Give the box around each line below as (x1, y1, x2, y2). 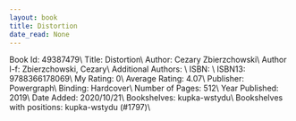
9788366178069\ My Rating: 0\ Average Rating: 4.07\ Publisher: (9, 73, 244, 84)
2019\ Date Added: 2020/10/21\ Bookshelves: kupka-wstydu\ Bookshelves (9, 92, 283, 103)
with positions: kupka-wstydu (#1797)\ (9, 102, 150, 113)
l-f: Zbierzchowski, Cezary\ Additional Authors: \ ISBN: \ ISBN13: (9, 64, 246, 74)
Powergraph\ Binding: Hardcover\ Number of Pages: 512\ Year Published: (9, 82, 279, 94)
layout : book (9, 13, 58, 22)
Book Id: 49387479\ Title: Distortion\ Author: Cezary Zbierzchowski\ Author (9, 55, 288, 65)
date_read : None (9, 30, 70, 39)
